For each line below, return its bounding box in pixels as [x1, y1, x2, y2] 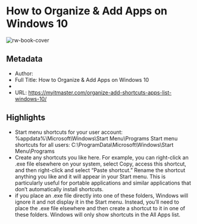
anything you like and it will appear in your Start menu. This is [14, 173, 166, 180]
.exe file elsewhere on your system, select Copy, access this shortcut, [14, 160, 186, 167]
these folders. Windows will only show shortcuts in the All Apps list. [14, 211, 180, 218]
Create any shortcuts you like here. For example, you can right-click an [14, 154, 189, 161]
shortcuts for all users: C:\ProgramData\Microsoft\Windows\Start [14, 141, 174, 148]
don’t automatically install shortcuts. [14, 185, 104, 192]
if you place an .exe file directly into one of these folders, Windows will [14, 192, 189, 199]
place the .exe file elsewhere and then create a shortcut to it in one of [14, 204, 186, 211]
